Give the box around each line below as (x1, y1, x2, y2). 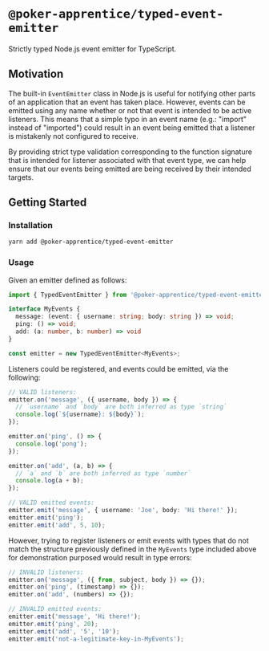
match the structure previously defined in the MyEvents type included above (8, 544, 257, 554)
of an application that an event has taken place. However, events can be (8, 97, 246, 107)
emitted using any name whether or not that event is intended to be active (8, 105, 252, 115)
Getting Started (8, 196, 87, 210)
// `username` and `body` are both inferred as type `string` (15, 403, 227, 411)
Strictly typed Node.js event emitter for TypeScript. (8, 43, 177, 54)
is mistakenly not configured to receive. (8, 131, 139, 140)
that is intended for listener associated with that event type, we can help (8, 155, 247, 165)
